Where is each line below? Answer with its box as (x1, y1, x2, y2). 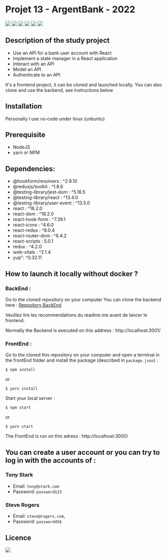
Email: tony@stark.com (12, 483, 60, 489)
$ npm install (5, 367, 36, 373)
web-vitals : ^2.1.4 (12, 249, 51, 255)
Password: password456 (12, 518, 62, 525)
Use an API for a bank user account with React (12, 50, 112, 56)
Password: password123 (12, 488, 62, 494)
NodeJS (12, 144, 30, 150)
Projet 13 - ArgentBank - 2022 (5, 4, 136, 15)
